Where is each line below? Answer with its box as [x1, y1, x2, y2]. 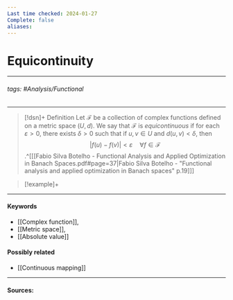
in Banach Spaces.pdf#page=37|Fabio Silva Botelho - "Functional [24, 159, 212, 167]
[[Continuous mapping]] [17, 263, 87, 272]
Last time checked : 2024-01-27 [7, 10, 98, 17]
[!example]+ [24, 179, 59, 188]
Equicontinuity [7, 53, 94, 69]
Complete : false [7, 17, 54, 24]
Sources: [7, 285, 34, 294]
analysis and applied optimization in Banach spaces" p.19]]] [24, 166, 195, 175]
